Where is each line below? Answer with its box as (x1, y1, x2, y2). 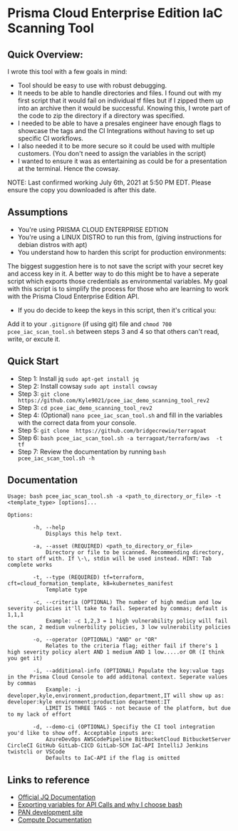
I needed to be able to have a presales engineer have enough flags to (17, 119, 222, 127)
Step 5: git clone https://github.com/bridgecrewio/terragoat (17, 426, 207, 434)
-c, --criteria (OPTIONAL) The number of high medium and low (33, 599, 222, 606)
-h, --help (33, 524, 66, 531)
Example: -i (45, 686, 81, 694)
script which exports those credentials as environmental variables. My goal (7, 276, 228, 286)
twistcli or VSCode (7, 748, 66, 756)
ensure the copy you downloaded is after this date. (7, 186, 157, 194)
